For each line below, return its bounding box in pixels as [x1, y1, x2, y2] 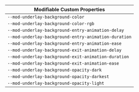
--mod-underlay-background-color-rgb [7, 21, 94, 26]
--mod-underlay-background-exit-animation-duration [7, 54, 129, 59]
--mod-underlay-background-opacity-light [7, 80, 105, 86]
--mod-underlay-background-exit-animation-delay [7, 48, 122, 53]
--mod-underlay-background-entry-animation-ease [7, 41, 122, 46]
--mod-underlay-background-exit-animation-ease [7, 61, 120, 66]
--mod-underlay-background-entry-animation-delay [7, 27, 124, 33]
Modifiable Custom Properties [33, 6, 105, 13]
